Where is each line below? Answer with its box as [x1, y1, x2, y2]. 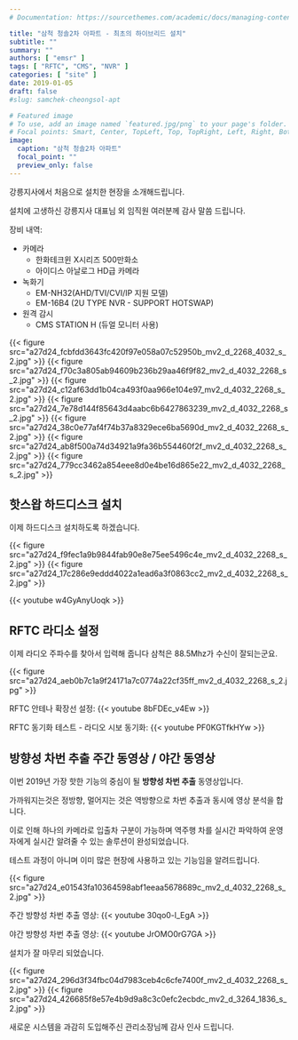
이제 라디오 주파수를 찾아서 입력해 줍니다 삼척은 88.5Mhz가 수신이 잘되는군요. [9, 648, 278, 659]
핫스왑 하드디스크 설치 [9, 497, 122, 512]
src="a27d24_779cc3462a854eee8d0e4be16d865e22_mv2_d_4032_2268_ [9, 460, 286, 470]
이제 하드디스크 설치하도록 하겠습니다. [9, 522, 140, 533]
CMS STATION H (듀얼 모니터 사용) [35, 319, 160, 330]
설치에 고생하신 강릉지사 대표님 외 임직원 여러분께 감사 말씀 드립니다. [9, 205, 246, 216]
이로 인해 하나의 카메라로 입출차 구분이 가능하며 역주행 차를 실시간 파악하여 [9, 825, 268, 836]
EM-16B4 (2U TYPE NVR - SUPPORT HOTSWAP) [35, 297, 215, 308]
